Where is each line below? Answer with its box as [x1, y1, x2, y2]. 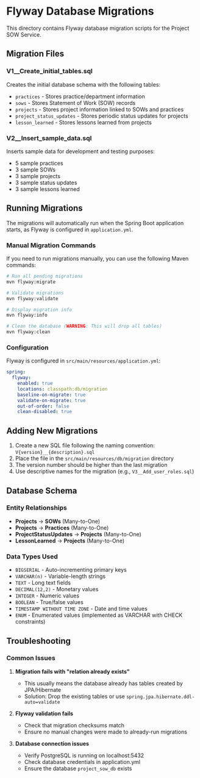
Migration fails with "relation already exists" [15, 668, 130, 675]
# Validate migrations [6, 290, 64, 296]
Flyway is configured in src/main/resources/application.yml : [6, 357, 161, 364]
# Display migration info [6, 306, 72, 312]
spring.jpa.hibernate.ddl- [126, 694, 195, 700]
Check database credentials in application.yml [24, 758, 141, 765]
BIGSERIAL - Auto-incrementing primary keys [15, 566, 127, 574]
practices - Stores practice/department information [15, 93, 145, 100]
